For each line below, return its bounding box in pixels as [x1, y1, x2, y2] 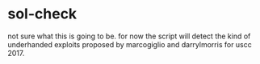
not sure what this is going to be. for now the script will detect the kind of [7, 31, 251, 41]
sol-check [7, 5, 78, 23]
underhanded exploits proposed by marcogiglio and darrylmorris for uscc [7, 39, 252, 49]
